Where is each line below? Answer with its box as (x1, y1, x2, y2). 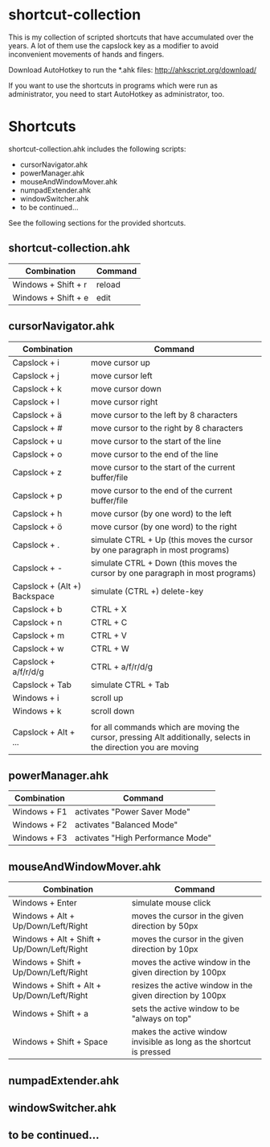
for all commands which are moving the (91, 721, 239, 732)
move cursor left (91, 370, 153, 381)
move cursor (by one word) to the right (91, 521, 237, 532)
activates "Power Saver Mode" (75, 806, 190, 818)
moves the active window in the (131, 957, 251, 968)
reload (96, 279, 121, 290)
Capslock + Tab (12, 679, 72, 690)
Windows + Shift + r (12, 279, 87, 290)
